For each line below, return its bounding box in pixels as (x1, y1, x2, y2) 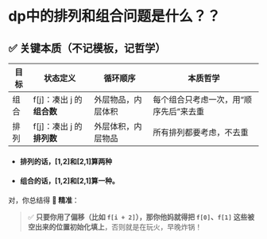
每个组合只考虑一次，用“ (153, 94, 245, 105)
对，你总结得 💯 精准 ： (8, 195, 79, 205)
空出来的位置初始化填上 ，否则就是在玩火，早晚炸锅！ (27, 222, 203, 231)
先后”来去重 (161, 106, 205, 117)
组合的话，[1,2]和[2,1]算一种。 (19, 176, 119, 186)
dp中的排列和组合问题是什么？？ (8, 7, 221, 25)
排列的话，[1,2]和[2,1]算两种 (19, 156, 113, 166)
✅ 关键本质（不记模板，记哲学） (8, 41, 166, 55)
